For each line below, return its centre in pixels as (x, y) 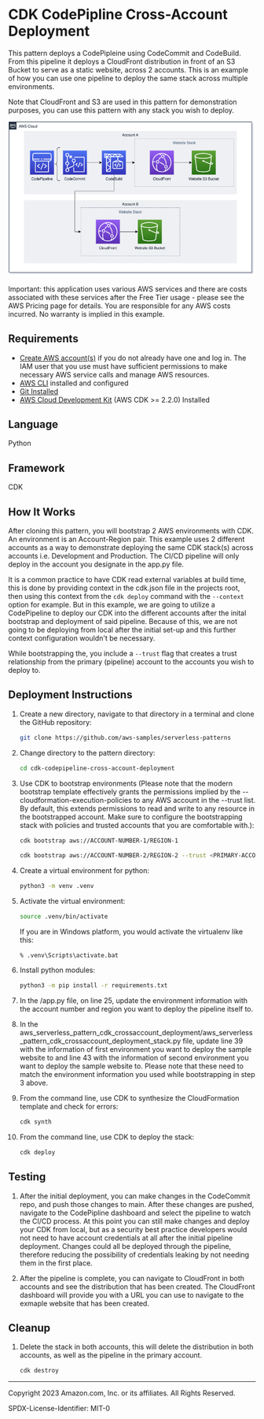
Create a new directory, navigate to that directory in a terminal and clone (137, 714)
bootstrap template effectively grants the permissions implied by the (130, 791)
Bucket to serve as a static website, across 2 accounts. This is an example (128, 69)
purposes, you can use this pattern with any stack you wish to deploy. (121, 110)
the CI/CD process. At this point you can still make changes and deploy (134, 1221)
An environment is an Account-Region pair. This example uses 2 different (126, 539)
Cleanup (29, 1328)
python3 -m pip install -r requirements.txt (93, 986)
